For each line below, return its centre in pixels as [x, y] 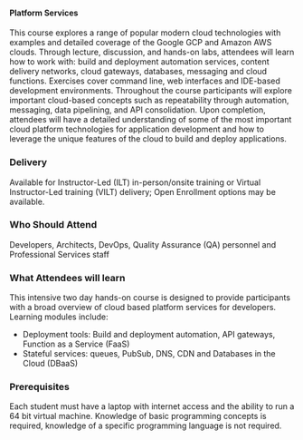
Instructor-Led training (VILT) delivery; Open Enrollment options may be [142, 191]
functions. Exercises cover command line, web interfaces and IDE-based [145, 81]
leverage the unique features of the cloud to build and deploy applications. [148, 139]
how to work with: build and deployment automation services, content [139, 62]
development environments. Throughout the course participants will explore [151, 91]
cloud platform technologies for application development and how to [137, 129]
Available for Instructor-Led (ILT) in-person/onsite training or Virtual [135, 182]
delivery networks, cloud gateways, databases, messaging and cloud [138, 72]
